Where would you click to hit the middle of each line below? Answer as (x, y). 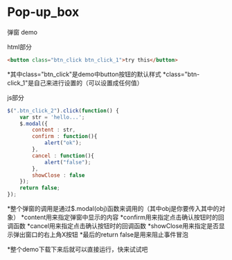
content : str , (54, 130)
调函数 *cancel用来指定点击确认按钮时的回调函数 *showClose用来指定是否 (113, 226)
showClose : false (59, 175)
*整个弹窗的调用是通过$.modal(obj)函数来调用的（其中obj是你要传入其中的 (113, 209)
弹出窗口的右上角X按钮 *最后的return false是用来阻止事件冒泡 (101, 235)
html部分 (20, 46)
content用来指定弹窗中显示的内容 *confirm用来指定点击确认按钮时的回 (124, 217)
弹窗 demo (23, 32)
